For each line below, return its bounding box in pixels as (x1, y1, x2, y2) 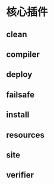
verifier (6, 170, 34, 180)
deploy (6, 69, 33, 80)
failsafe (6, 89, 34, 99)
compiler (6, 49, 40, 59)
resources (6, 130, 45, 140)
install (6, 110, 30, 120)
